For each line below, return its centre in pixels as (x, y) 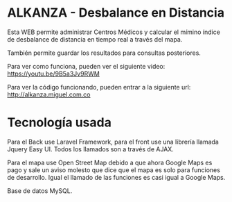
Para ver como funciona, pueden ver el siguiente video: (86, 66)
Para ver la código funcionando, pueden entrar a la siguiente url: (99, 87)
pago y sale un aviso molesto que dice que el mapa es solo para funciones (114, 170)
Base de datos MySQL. (40, 191)
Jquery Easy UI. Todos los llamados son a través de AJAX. (91, 149)
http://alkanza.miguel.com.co (49, 94)
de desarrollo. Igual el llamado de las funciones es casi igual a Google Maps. (116, 177)
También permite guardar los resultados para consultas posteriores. (104, 53)
